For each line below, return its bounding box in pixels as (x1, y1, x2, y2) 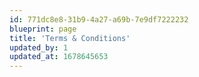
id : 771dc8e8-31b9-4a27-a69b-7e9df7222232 (9, 14, 189, 25)
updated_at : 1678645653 (9, 52, 109, 62)
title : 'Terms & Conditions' (9, 33, 131, 43)
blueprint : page (9, 24, 77, 34)
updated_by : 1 (9, 42, 69, 53)
